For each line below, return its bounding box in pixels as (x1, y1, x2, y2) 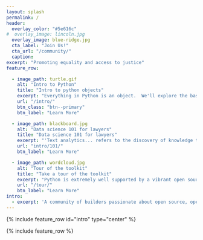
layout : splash (6, 8, 45, 15)
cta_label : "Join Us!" (11, 43, 69, 49)
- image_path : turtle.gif (11, 76, 77, 82)
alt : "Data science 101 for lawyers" (17, 126, 112, 132)
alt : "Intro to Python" (17, 82, 77, 88)
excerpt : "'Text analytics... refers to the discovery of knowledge (17, 137, 193, 144)
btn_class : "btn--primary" (17, 104, 85, 110)
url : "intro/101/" (17, 143, 63, 149)
